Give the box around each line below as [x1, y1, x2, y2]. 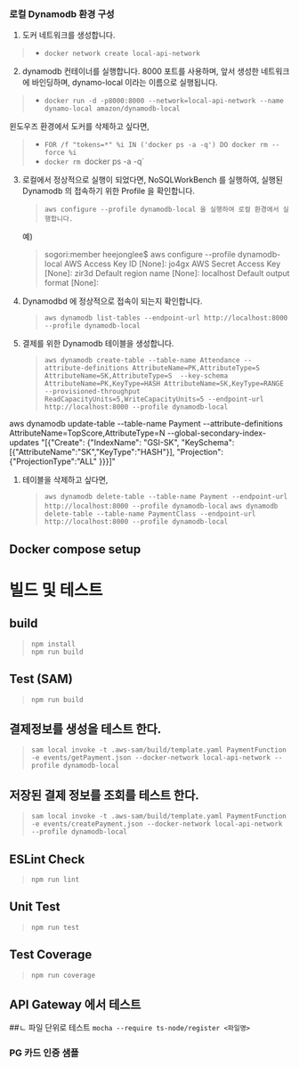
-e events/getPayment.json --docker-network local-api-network [30, 753, 271, 762]
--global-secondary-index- [166, 428, 267, 438]
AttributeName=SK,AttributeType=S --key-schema [44, 371, 229, 380]
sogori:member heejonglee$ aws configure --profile [44, 249, 236, 260]
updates [9, 437, 40, 448]
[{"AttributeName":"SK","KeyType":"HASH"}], [9, 447, 175, 458]
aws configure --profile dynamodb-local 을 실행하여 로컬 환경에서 [44, 205, 279, 215]
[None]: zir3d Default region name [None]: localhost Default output [44, 268, 290, 279]
